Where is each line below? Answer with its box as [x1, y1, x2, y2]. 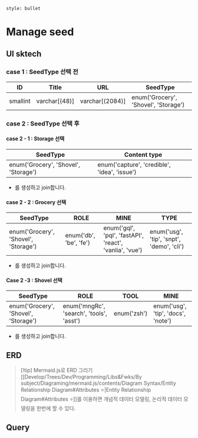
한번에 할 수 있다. [36, 405, 76, 412]
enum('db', [65, 231, 95, 240]
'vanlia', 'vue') [103, 246, 143, 255]
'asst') [62, 317, 81, 325]
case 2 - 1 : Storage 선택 [6, 135, 65, 142]
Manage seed [6, 25, 74, 38]
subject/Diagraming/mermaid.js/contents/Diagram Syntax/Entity [20, 379, 177, 387]
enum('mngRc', [62, 302, 105, 310]
